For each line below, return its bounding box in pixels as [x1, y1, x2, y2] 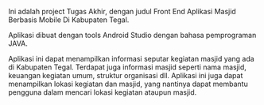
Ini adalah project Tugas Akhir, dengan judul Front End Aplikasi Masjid [8, 7, 236, 16]
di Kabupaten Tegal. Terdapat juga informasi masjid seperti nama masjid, [8, 62, 247, 72]
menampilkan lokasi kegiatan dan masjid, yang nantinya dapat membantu [8, 79, 248, 88]
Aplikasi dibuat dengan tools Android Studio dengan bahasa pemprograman [8, 31, 257, 39]
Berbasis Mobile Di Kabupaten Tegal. [8, 15, 130, 24]
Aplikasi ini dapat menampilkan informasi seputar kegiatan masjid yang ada [8, 54, 254, 63]
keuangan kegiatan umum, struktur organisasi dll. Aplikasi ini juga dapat [8, 71, 243, 80]
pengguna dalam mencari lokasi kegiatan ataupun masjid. [8, 88, 197, 97]
